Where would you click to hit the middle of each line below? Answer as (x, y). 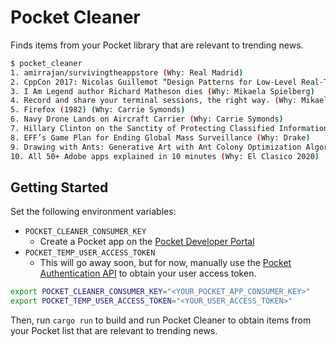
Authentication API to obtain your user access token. (148, 273)
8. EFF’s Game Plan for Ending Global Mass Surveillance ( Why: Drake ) (160, 137)
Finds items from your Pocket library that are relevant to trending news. (157, 45)
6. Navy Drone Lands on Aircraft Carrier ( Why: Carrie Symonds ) (147, 119)
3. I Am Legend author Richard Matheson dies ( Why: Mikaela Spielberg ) (162, 91)
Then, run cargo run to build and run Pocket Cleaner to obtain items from (161, 320)
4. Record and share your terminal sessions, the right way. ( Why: (154, 101)
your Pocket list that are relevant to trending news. (114, 331)
